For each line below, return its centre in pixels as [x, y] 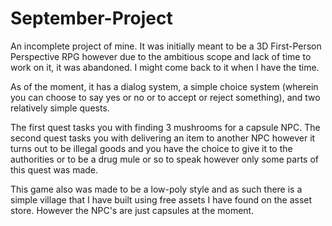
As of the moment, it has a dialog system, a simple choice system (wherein [164, 86]
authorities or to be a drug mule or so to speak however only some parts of [164, 159]
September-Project [91, 18]
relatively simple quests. [60, 108]
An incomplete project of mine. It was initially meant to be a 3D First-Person [166, 46]
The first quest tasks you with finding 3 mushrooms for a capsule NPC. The [165, 127]
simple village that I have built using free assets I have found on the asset [161, 199]
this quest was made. [54, 169]
